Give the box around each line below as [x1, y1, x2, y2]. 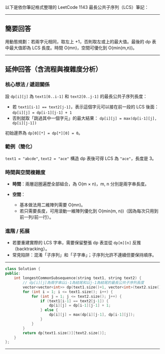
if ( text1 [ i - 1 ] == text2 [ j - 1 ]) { [40, 298, 109, 303]
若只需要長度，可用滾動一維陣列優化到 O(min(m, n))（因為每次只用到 [19, 208, 159, 214]
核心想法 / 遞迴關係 [5, 81, 50, 88]
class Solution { [5, 266, 41, 271]
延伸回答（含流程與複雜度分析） [5, 65, 102, 74]
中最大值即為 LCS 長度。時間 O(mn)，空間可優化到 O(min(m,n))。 [5, 45, 137, 51]
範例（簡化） [5, 143, 36, 150]
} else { [40, 308, 58, 313]
